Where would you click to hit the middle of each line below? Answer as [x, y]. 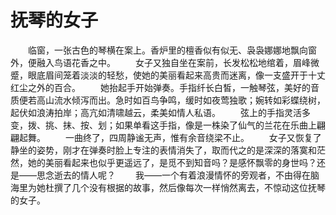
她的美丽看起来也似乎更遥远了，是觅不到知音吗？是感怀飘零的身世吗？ [172, 162]
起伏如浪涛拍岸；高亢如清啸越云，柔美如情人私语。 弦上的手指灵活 [156, 112]
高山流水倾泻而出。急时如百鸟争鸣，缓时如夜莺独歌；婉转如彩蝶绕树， [181, 100]
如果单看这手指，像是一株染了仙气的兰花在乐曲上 [215, 125]
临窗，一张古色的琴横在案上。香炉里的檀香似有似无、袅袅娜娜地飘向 [167, 50]
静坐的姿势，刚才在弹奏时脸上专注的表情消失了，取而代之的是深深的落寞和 [163, 150]
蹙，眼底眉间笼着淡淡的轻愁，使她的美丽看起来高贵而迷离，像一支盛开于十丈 [168, 75]
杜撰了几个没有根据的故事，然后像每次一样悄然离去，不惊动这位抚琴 [185, 187]
